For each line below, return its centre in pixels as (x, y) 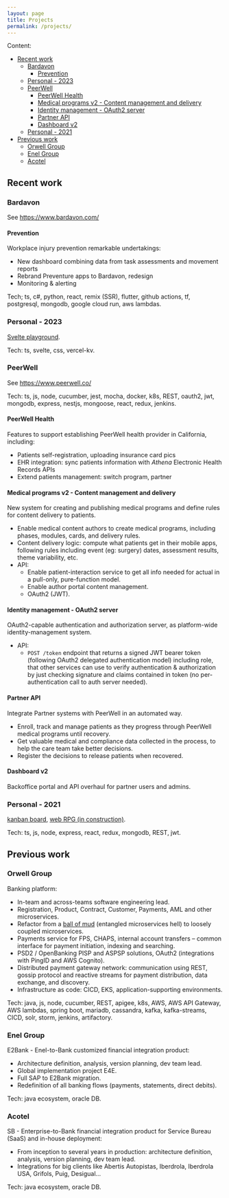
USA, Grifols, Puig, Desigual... (59, 1174)
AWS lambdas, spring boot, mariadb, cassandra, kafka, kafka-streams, (107, 1010)
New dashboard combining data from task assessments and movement (118, 262)
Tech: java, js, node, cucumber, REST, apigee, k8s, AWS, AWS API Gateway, (114, 1002)
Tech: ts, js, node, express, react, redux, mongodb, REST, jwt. (94, 833)
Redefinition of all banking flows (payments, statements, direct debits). (117, 1085)
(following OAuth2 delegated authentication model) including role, (120, 660)
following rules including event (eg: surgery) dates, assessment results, (118, 551)
